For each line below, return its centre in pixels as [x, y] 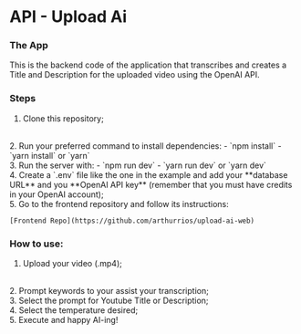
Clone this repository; [63, 118]
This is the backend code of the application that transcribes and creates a [148, 65]
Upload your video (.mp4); [73, 264]
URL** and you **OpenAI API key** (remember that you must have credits [151, 184]
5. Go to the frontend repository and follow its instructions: [119, 204]
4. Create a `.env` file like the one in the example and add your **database [149, 174]
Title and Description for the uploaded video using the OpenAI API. [135, 75]
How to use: [36, 244]
